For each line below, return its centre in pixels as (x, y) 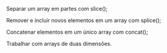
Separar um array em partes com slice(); (57, 9)
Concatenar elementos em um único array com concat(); (77, 32)
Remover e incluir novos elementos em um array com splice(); (84, 20)
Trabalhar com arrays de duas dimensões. (59, 44)
